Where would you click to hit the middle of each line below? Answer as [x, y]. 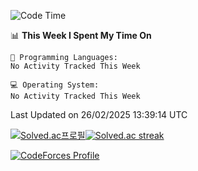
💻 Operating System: [55, 85]
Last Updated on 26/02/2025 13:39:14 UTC [99, 114]
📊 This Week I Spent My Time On [81, 35]
